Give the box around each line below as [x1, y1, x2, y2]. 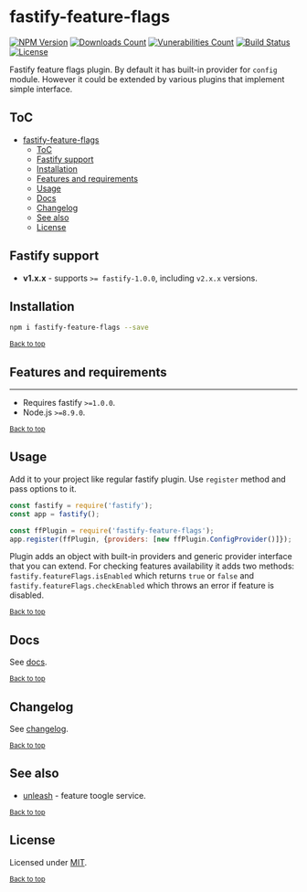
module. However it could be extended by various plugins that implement [9, 73, 285, 84]
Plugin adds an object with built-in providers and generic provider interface [9, 551, 292, 562]
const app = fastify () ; [9, 509, 101, 518]
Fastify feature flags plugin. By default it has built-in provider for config [9, 64, 278, 75]
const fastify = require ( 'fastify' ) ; [9, 501, 153, 510]
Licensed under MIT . [9, 856, 88, 867]
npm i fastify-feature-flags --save [9, 323, 149, 333]
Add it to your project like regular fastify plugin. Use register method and [9, 473, 286, 484]
